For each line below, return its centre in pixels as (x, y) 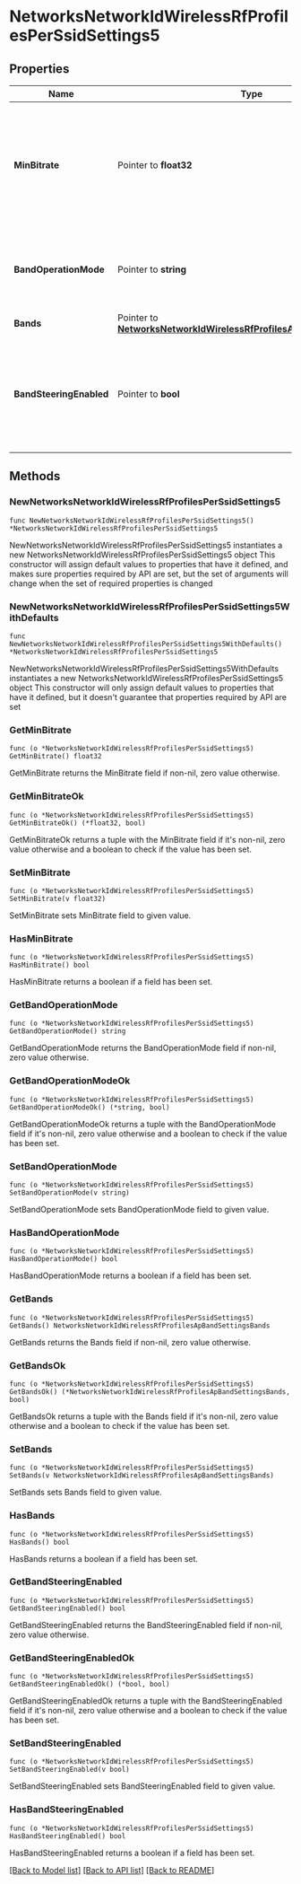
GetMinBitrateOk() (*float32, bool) (77, 823)
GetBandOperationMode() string (68, 1031)
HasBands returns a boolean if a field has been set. (104, 1558)
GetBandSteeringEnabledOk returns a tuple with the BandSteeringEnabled (146, 1701)
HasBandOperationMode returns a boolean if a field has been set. (131, 1275)
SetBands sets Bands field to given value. (86, 1493)
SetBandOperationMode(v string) (69, 1193)
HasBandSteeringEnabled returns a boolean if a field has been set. (132, 1853)
